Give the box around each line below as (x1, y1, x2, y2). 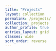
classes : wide (5, 34, 34, 39)
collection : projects (5, 20, 49, 26)
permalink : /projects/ (5, 16, 51, 21)
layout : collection (5, 12, 45, 17)
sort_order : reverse (5, 39, 47, 44)
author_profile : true (5, 25, 49, 30)
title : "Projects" (5, 7, 42, 12)
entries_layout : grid (5, 30, 49, 34)
